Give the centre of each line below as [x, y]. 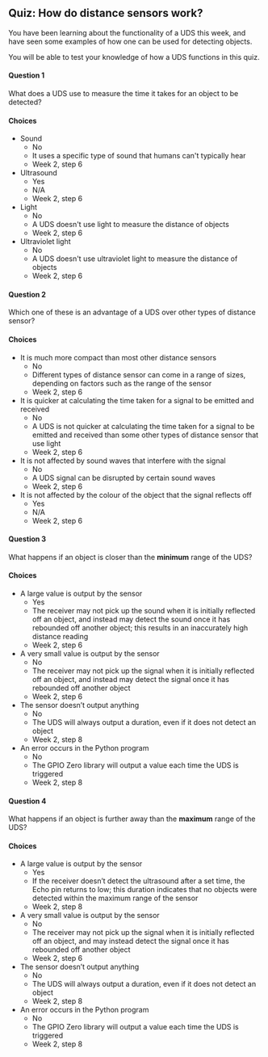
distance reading [60, 637]
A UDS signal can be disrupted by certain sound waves [124, 478]
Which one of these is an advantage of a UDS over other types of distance [132, 312]
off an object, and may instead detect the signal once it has [131, 941]
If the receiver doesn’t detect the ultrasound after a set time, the [138, 881]
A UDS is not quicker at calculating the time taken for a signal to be [143, 426]
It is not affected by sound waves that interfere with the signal [123, 461]
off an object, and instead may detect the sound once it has [131, 619]
